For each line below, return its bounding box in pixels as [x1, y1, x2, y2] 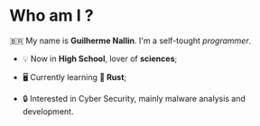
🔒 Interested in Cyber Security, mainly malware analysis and [22, 93, 246, 103]
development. [22, 105, 74, 117]
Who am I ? [9, 5, 94, 26]
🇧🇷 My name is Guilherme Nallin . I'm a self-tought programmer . [9, 35, 252, 46]
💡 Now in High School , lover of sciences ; [22, 53, 178, 64]
